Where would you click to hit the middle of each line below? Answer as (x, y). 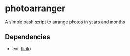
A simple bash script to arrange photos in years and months (65, 22)
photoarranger (35, 8)
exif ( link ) (21, 48)
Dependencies (28, 37)
